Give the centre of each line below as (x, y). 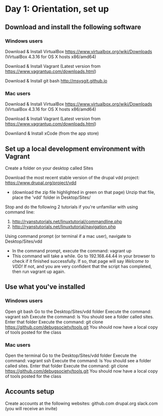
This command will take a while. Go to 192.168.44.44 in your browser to (83, 256)
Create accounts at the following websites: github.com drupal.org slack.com (81, 403)
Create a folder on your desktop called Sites (49, 168)
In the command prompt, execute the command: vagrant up (72, 250)
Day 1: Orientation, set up (57, 9)
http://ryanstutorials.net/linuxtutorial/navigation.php (64, 227)
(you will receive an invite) (31, 408)
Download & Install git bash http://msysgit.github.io (56, 81)
